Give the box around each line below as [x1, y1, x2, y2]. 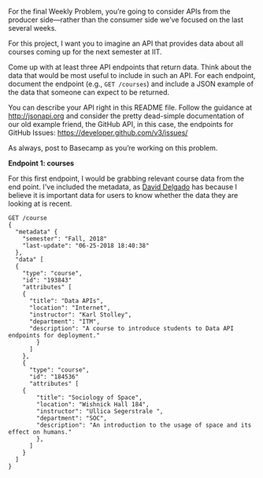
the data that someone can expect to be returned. [8, 88, 170, 97]
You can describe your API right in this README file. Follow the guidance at [8, 103, 253, 112]
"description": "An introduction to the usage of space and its [36, 421, 252, 429]
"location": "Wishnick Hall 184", [36, 401, 150, 409]
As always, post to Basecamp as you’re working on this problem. [8, 144, 218, 152]
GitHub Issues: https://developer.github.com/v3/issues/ [8, 128, 188, 137]
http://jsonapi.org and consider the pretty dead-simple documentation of [8, 111, 244, 121]
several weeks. [8, 24, 57, 32]
